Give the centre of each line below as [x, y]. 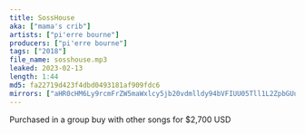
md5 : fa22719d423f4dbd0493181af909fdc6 [85, 85]
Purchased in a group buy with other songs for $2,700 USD [120, 120]
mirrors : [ [30, 93]
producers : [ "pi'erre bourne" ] [69, 43]
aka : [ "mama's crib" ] [50, 26]
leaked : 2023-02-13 [46, 69]
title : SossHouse [42, 18]
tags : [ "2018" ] [38, 52]
